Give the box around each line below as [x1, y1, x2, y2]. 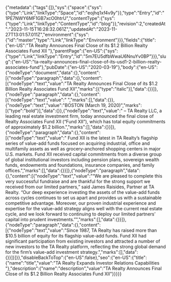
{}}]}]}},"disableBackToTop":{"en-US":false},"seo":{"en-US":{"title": [5, 254, 147, 261]
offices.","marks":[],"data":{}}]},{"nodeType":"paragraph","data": [5, 167, 140, 173]
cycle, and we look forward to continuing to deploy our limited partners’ [5, 211, 156, 217]
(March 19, [84, 102, 107, 108]
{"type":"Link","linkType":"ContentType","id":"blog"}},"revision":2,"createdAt [5, 20, 166, 27]
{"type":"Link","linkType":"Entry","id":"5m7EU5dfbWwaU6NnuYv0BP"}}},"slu [5, 53, 166, 59]
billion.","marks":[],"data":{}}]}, [52, 124, 116, 130]
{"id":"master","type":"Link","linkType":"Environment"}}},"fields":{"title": [5, 37, 156, 43]
